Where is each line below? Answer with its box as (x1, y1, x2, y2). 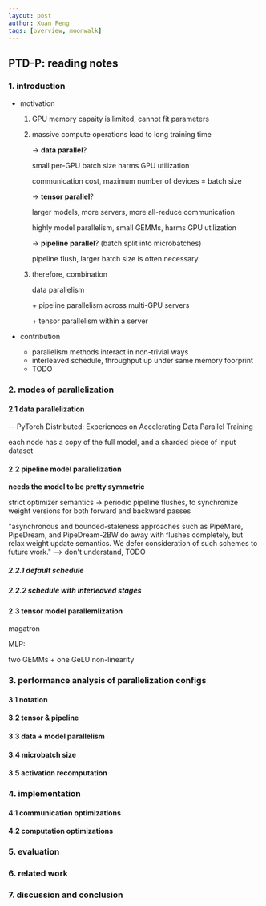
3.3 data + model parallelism (8, 731, 106, 742)
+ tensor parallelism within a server (31, 316, 148, 326)
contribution (19, 332, 61, 342)
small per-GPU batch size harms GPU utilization (31, 161, 190, 171)
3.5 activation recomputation (8, 768, 107, 778)
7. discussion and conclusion (8, 889, 123, 900)
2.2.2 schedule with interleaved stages (8, 586, 142, 596)
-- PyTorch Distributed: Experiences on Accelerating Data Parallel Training (8, 422, 254, 431)
